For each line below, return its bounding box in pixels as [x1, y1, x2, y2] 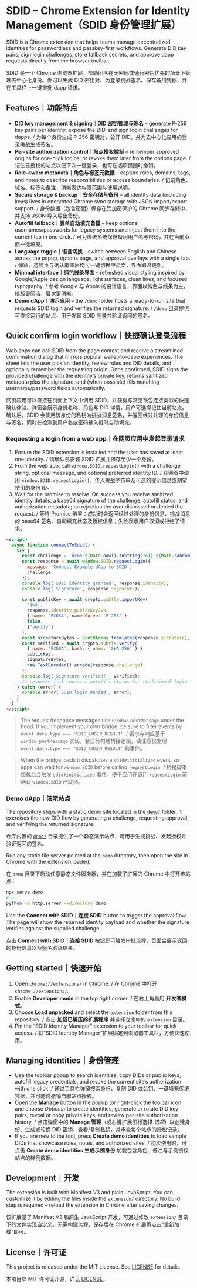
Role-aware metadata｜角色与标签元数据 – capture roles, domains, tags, [14, 169, 191, 176]
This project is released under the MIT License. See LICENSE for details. [6, 1263, 181, 1270]
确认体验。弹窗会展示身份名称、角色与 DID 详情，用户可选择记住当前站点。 [6, 404, 188, 411]
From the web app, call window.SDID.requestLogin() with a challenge [14, 462, 181, 469]
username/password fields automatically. [6, 384, 106, 391]
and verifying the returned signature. [6, 821, 95, 828]
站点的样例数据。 [14, 1154, 56, 1161]
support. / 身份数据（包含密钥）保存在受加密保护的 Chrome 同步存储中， [14, 204, 191, 212]
